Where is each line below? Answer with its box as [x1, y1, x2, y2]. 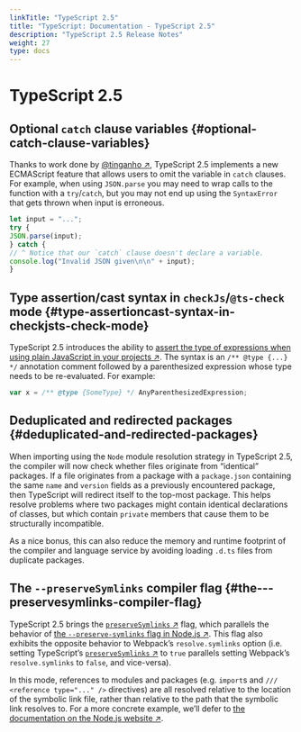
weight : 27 [9, 38, 50, 48]
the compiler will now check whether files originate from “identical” [9, 460, 260, 471]
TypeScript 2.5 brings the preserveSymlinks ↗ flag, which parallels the [9, 619, 269, 629]
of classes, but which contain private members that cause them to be [9, 508, 269, 519]
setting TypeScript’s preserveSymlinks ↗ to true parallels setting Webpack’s [9, 647, 290, 658]
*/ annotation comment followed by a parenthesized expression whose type [9, 361, 293, 372]
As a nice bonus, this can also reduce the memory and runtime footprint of [9, 535, 287, 546]
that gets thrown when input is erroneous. [9, 197, 165, 208]
